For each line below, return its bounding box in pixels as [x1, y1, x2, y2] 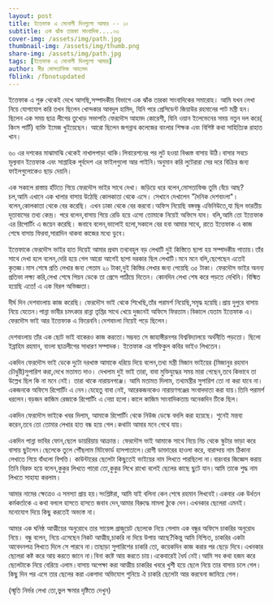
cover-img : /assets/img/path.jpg [8, 34, 122, 43]
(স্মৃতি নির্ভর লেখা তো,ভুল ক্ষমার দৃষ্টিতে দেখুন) [8, 585, 111, 595]
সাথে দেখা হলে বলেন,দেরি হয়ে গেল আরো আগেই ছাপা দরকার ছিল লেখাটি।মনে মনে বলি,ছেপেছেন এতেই [8, 253, 245, 263]
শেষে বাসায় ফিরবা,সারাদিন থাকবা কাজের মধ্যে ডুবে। [8, 228, 127, 238]
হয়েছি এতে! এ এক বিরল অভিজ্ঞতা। [8, 281, 92, 291]
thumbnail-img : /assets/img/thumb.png [8, 42, 140, 50]
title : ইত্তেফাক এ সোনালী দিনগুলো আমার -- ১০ [8, 20, 128, 28]
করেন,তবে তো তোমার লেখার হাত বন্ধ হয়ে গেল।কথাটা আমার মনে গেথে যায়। [8, 419, 184, 429]
